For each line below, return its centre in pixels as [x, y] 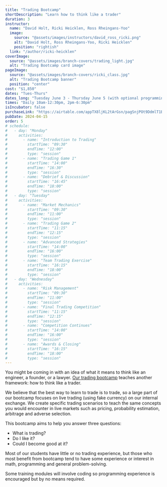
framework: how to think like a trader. [43, 383]
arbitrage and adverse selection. [39, 414]
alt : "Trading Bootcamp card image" [47, 65]
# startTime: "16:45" [37, 182]
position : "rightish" [36, 47]
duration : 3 [17, 19]
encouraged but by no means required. [45, 479]
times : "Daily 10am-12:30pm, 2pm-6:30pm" [49, 103]
